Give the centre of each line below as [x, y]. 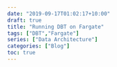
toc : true [22, 53]
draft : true [24, 20]
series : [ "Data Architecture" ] [53, 40]
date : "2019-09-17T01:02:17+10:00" [59, 14]
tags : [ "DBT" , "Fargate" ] [43, 33]
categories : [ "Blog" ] [39, 46]
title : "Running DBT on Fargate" [56, 27]
